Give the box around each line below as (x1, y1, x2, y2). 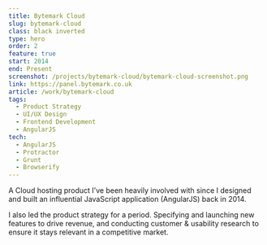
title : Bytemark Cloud (8, 11, 85, 20)
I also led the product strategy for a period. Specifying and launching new (8, 210, 255, 220)
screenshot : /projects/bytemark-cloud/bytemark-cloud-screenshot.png (8, 72, 249, 81)
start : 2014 (8, 58, 49, 66)
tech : (8, 133, 27, 141)
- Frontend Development (15, 118, 96, 126)
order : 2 (8, 42, 38, 50)
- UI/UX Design (15, 111, 67, 119)
